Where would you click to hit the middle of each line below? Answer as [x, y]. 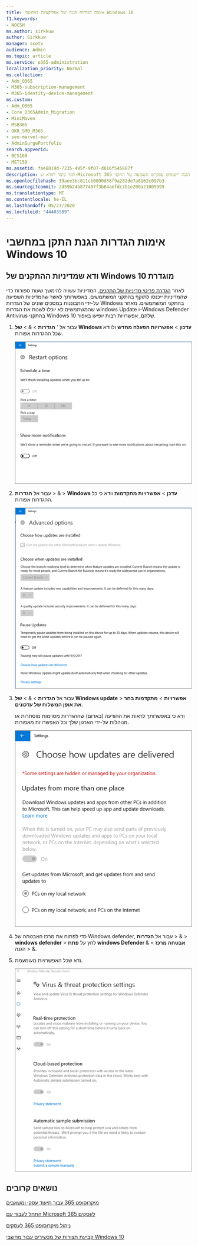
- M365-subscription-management [46, 87]
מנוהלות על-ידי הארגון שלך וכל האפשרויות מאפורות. [72, 722]
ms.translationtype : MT [35, 193]
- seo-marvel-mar [27, 137]
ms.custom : [19, 100]
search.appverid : [27, 150]
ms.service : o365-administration [47, 62]
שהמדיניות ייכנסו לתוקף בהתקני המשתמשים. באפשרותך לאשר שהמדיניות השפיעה [97, 297]
